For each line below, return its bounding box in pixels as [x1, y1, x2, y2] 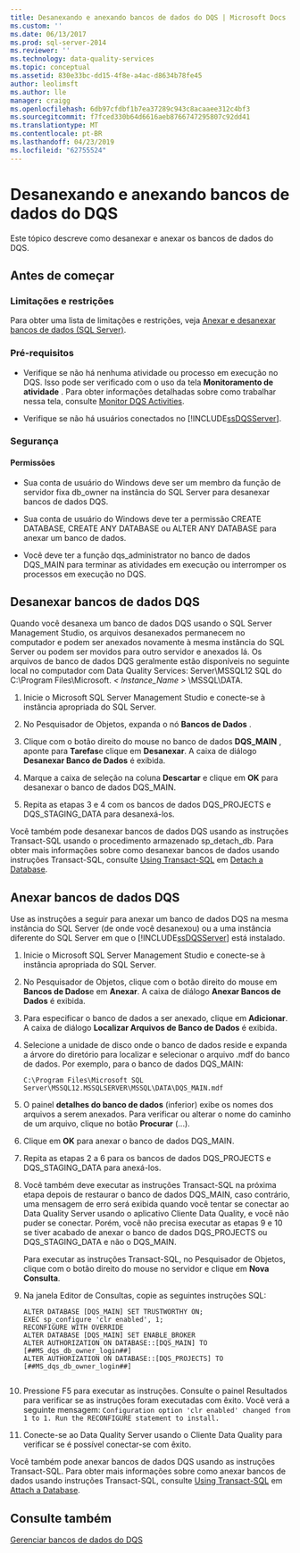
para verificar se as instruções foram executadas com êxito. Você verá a [22, 1395, 290, 1406]
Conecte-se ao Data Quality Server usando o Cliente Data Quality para [22, 1430, 283, 1441]
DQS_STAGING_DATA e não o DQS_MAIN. [22, 1237, 177, 1248]
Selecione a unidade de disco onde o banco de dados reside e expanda [22, 1040, 287, 1051]
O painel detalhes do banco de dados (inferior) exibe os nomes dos [22, 1100, 274, 1110]
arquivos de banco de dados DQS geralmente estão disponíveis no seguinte [10, 656, 290, 667]
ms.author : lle [10, 87, 67, 96]
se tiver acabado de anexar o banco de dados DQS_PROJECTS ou [22, 1227, 268, 1238]
